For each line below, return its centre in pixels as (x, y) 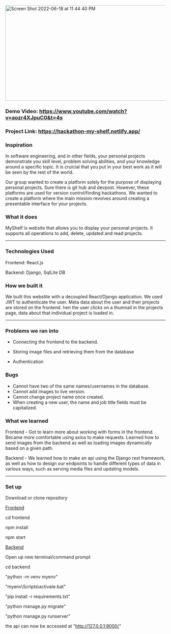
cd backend (18, 567)
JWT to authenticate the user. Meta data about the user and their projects (82, 302)
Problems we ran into (32, 330)
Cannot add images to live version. (49, 391)
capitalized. (25, 407)
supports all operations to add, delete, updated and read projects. (74, 233)
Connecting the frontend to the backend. (55, 342)
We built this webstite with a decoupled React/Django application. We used (84, 297)
